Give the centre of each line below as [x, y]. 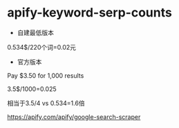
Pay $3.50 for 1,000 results [46, 75]
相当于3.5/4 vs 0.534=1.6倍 [46, 103]
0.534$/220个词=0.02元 [42, 47]
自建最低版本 [35, 32]
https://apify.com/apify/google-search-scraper [74, 117]
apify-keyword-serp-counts [90, 13]
